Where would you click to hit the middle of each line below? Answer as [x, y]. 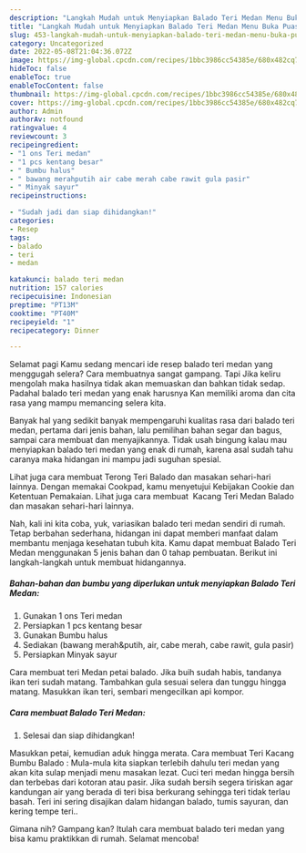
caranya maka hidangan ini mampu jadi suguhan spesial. [115, 459]
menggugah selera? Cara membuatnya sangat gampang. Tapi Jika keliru [145, 374]
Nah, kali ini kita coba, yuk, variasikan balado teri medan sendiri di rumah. [148, 524]
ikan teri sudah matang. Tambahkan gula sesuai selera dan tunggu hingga [148, 682]
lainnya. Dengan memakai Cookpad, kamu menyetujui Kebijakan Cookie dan [152, 487]
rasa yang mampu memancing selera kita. [88, 403]
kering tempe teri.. [44, 811]
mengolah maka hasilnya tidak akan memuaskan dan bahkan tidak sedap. [148, 384]
